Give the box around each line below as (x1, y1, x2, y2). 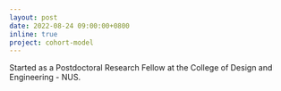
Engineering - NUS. (9, 72, 81, 83)
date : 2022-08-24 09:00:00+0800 (9, 21, 130, 30)
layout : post (9, 12, 58, 22)
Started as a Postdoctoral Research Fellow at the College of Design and (9, 62, 273, 73)
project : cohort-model (9, 37, 94, 47)
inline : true (9, 29, 58, 38)
